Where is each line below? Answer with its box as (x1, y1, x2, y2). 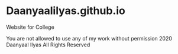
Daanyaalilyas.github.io (6, 4, 125, 18)
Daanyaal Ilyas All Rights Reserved (6, 41, 90, 48)
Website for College (6, 23, 54, 31)
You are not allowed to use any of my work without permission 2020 (6, 35, 173, 42)
